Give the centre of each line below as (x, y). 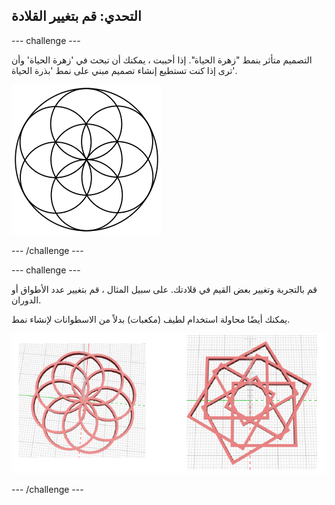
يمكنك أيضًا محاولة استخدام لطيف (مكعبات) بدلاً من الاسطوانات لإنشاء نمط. (151, 319)
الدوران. (26, 300)
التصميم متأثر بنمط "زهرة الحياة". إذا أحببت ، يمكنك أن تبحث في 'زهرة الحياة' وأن (162, 60)
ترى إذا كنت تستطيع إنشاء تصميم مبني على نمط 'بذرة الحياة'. (124, 70)
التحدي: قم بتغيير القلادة (76, 16)
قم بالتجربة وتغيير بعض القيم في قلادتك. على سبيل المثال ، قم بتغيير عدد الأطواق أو (164, 289)
